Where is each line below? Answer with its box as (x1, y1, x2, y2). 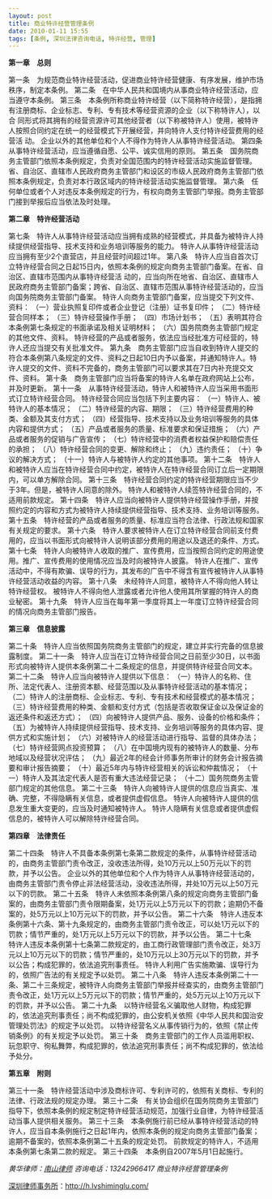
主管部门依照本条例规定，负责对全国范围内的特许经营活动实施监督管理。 (15, 156, 257, 166)
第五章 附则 (8, 1068, 51, 1078)
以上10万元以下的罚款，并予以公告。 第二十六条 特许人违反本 (55, 909, 263, 919)
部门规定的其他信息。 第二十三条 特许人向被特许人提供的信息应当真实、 (8, 783, 252, 793)
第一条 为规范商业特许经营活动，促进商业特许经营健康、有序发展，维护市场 (8, 75, 264, 85)
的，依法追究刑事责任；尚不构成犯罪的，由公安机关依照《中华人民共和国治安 (8, 1011, 264, 1020)
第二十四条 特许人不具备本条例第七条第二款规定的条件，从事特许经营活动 (8, 848, 257, 858)
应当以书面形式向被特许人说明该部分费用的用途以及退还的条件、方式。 (29, 536, 264, 546)
